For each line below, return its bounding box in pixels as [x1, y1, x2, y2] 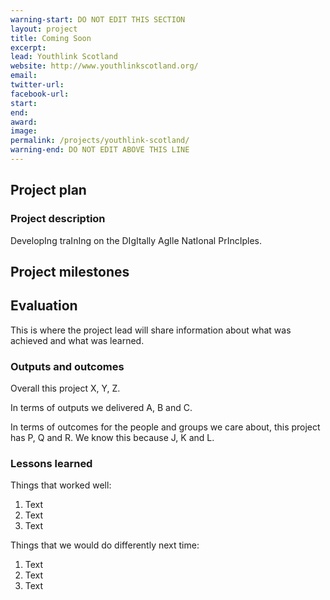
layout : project [10, 24, 78, 34]
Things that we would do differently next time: [10, 539, 200, 551]
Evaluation [10, 297, 78, 315]
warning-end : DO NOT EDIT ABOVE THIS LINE [10, 145, 190, 155]
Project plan [10, 182, 87, 199]
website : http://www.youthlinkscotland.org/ [10, 61, 199, 71]
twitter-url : [10, 80, 65, 90]
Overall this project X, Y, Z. [10, 382, 121, 395]
